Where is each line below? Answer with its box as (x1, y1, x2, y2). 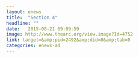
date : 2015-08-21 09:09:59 (6, 25, 79, 32)
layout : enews (6, 8, 42, 15)
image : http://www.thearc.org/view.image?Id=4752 (6, 31, 134, 37)
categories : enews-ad (6, 43, 61, 49)
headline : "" (6, 20, 39, 26)
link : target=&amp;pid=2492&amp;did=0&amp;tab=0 (6, 37, 131, 43)
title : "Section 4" (6, 14, 58, 21)
